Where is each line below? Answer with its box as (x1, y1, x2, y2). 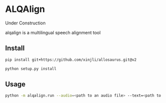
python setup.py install (5, 66, 57, 71)
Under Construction (5, 20, 46, 26)
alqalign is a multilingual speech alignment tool (5, 29, 101, 35)
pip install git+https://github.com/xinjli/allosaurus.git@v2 (5, 57, 137, 62)
